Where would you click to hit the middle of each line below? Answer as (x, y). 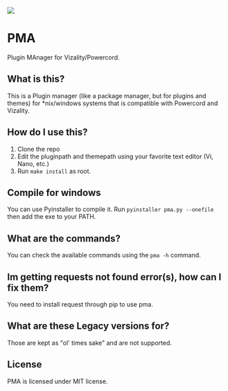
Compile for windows (54, 193)
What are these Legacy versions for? (88, 326)
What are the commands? (64, 238)
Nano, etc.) (33, 163)
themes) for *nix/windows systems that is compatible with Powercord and (113, 103)
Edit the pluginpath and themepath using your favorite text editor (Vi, (115, 156)
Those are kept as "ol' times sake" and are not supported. (89, 343)
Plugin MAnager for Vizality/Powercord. (63, 57)
